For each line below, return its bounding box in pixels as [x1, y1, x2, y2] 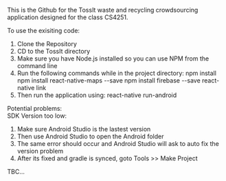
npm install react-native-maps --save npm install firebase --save [16, 76, 201, 85]
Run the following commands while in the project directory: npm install [16, 69, 216, 77]
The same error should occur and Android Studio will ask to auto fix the [16, 140, 220, 147]
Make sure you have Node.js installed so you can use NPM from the [16, 54, 210, 63]
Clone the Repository [16, 40, 78, 47]
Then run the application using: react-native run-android [16, 91, 177, 99]
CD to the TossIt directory [16, 47, 91, 55]
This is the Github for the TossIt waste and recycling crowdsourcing [7, 6, 199, 14]
